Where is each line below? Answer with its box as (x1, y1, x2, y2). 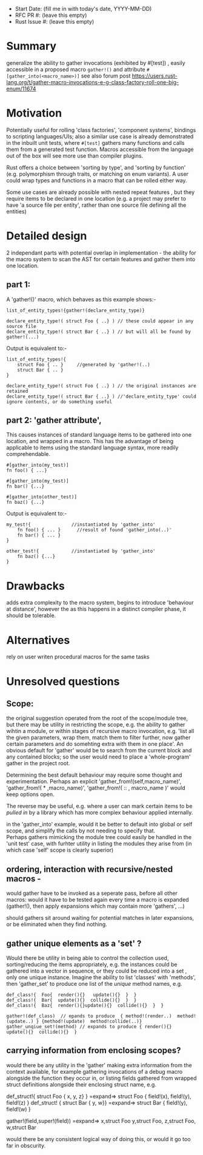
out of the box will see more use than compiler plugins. (6, 152, 144, 159)
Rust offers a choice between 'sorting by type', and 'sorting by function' (6, 164, 186, 171)
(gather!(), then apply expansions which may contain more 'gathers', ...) (6, 903, 185, 910)
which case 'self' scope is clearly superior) (6, 846, 114, 854)
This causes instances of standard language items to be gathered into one (6, 431, 192, 438)
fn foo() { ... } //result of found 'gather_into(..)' (17, 527, 172, 533)
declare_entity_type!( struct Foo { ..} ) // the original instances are (6, 383, 197, 389)
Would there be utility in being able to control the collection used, (6, 954, 169, 962)
